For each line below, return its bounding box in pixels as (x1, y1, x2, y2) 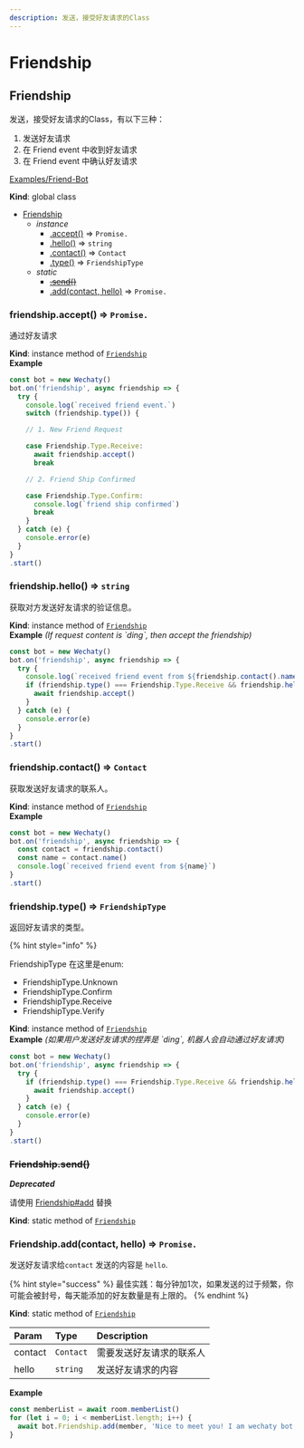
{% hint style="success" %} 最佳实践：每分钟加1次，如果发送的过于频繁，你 (9, 1279, 294, 1289)
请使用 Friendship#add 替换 (9, 1197, 113, 1208)
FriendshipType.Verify (22, 1006, 105, 1017)
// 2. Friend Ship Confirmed (25, 475, 136, 484)
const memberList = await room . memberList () (9, 1405, 180, 1414)
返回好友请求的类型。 (9, 922, 89, 933)
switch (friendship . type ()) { (25, 409, 140, 418)
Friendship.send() (9, 1157, 90, 1170)
